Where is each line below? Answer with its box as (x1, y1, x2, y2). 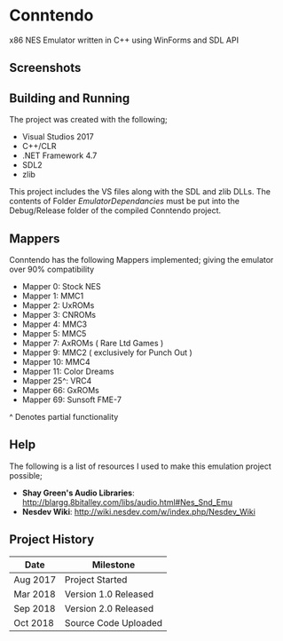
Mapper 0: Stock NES (21, 281, 102, 291)
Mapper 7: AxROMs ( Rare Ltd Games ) (21, 337, 164, 348)
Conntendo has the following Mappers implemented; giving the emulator (9, 254, 274, 265)
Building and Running (9, 91, 130, 106)
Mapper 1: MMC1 (21, 290, 84, 301)
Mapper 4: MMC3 (21, 319, 88, 329)
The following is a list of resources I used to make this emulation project (9, 461, 272, 471)
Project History (9, 532, 95, 547)
